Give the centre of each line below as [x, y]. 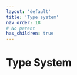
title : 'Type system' [33, 17]
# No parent [21, 28]
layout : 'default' [29, 12]
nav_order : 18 [24, 22]
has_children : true [30, 34]
